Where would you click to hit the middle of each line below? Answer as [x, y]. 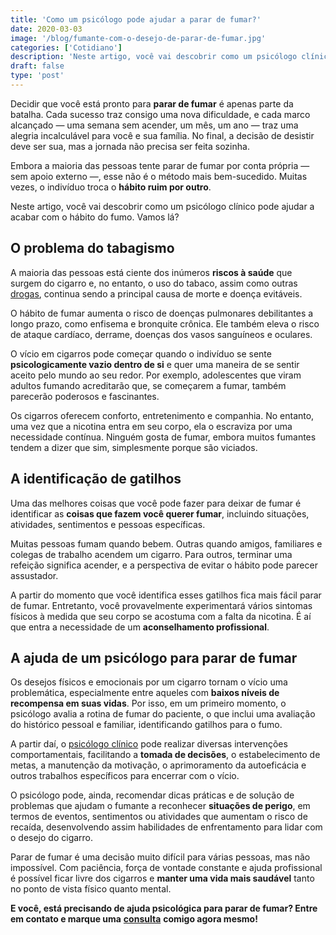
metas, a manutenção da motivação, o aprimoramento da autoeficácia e [158, 765]
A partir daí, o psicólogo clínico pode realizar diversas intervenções [149, 744]
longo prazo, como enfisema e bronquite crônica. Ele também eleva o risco [165, 323]
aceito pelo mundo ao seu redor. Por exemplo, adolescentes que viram [156, 375]
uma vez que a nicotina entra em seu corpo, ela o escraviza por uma [151, 426]
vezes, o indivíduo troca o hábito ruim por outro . [111, 187]
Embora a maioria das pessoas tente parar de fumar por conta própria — [160, 165]
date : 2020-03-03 [46, 29]
